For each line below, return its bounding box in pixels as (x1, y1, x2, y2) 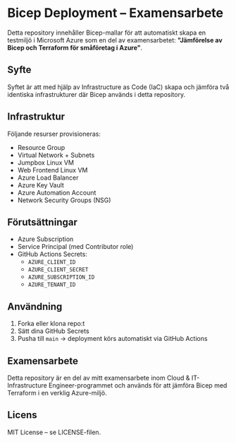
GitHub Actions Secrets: (17, 250, 88, 259)
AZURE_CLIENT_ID (27, 259, 76, 266)
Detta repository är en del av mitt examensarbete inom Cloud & (7, 373, 190, 382)
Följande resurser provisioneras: (7, 129, 101, 138)
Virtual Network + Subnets (17, 151, 95, 159)
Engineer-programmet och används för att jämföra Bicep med (48, 381, 228, 390)
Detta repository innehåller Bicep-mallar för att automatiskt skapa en (7, 28, 206, 37)
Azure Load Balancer (17, 173, 79, 182)
